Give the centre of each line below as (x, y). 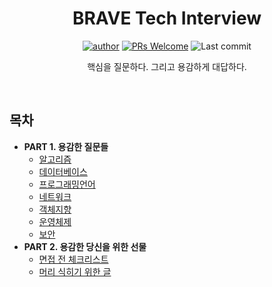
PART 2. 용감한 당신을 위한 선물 (85, 246)
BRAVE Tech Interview (167, 18)
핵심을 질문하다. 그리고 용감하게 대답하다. (167, 66)
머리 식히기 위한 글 (75, 271)
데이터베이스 (63, 171)
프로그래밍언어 (67, 184)
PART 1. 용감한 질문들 (66, 146)
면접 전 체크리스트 (73, 259)
